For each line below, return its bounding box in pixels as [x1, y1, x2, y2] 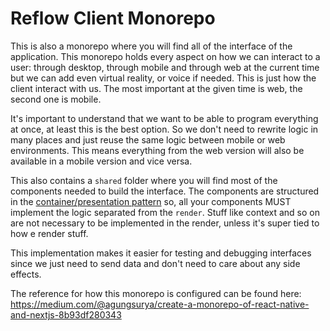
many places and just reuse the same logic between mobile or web [10, 133, 286, 146]
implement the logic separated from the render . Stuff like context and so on [10, 206, 320, 218]
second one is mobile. [10, 93, 102, 105]
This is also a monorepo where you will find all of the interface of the [10, 40, 293, 52]
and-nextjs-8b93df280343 [10, 308, 122, 321]
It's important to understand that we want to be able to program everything [10, 112, 319, 124]
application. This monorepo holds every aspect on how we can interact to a [10, 50, 321, 62]
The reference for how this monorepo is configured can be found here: [10, 287, 302, 299]
